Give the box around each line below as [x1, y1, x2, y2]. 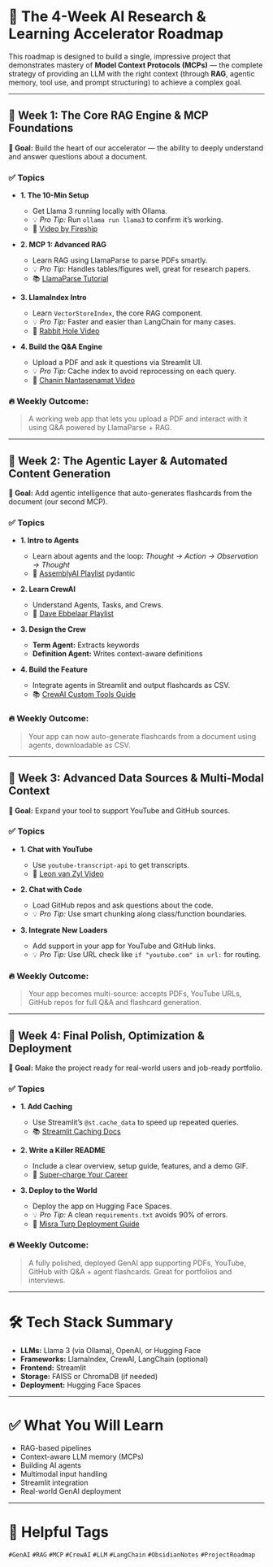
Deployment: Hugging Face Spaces [19, 1380, 141, 1390]
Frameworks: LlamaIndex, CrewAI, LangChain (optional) [19, 1354, 209, 1364]
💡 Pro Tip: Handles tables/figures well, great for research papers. [32, 264, 251, 274]
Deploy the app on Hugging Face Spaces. [32, 1201, 172, 1211]
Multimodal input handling [19, 1469, 108, 1479]
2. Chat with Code [19, 884, 83, 894]
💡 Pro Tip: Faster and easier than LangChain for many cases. [32, 317, 236, 327]
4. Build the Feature [19, 664, 88, 674]
